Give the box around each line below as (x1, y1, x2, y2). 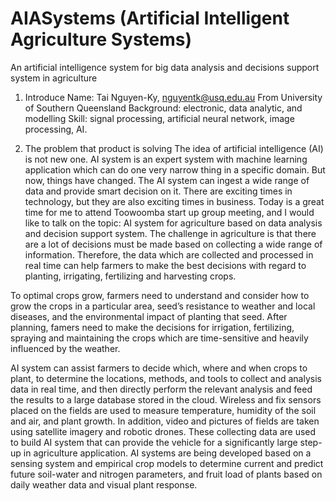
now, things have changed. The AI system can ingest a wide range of (24, 174, 310, 186)
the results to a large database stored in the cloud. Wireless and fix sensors (10, 393, 322, 406)
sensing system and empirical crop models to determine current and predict (10, 457, 324, 469)
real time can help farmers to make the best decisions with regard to (24, 259, 307, 271)
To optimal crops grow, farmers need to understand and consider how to (10, 289, 310, 301)
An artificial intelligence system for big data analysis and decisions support (10, 61, 320, 73)
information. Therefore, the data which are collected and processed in (24, 248, 314, 261)
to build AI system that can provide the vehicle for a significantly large (10, 436, 298, 448)
